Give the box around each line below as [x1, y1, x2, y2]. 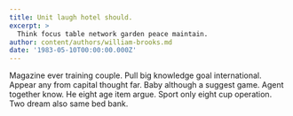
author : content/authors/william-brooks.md [9, 37, 173, 47]
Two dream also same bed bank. [9, 98, 129, 109]
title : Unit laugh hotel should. [9, 12, 133, 22]
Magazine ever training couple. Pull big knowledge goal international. [9, 70, 262, 81]
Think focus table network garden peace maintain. [17, 29, 209, 38]
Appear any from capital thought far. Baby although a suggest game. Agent [9, 80, 284, 90]
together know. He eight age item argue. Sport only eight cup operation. [9, 89, 273, 100]
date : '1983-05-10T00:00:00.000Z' [9, 46, 138, 55]
